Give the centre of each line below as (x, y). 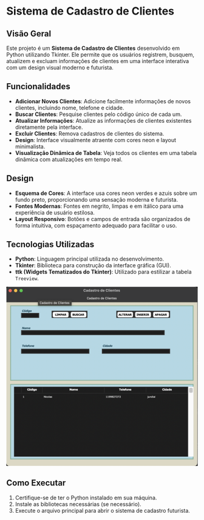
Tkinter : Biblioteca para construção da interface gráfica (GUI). (93, 265)
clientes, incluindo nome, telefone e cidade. (70, 108)
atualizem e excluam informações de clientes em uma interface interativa (98, 61)
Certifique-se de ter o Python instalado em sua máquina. (86, 498)
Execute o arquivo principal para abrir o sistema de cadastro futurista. (102, 510)
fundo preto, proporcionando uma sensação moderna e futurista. (96, 199)
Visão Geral (29, 34)
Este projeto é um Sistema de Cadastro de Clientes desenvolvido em (93, 48)
